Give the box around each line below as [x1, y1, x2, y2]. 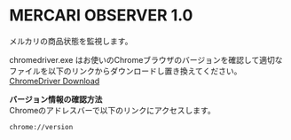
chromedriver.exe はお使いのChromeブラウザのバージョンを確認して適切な [9, 54, 283, 65]
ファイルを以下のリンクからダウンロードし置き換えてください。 [9, 66, 242, 76]
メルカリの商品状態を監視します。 [9, 35, 133, 46]
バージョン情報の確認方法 [9, 94, 103, 105]
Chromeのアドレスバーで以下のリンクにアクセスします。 [9, 105, 216, 115]
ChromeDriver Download [9, 75, 100, 86]
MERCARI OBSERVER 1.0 [9, 5, 193, 26]
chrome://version [9, 122, 74, 131]
